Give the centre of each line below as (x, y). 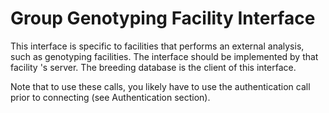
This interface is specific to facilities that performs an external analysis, (157, 46)
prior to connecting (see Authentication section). (110, 97)
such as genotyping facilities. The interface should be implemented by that (164, 56)
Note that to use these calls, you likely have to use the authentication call (160, 86)
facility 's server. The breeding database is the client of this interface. (153, 67)
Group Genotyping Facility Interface (163, 18)
